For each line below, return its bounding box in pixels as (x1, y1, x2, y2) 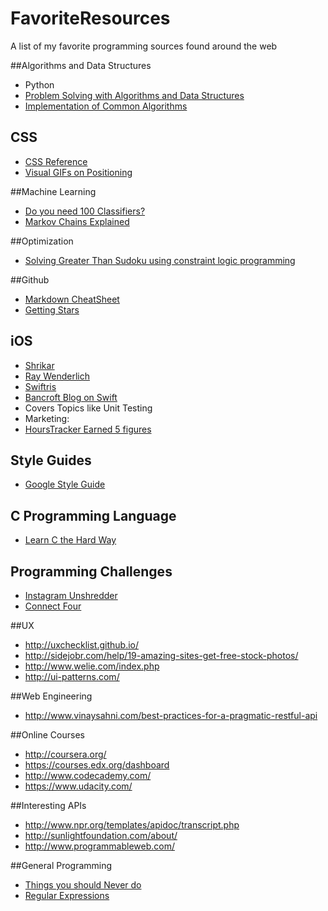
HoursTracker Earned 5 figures (24, 423, 152, 435)
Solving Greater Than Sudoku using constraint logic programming (24, 254, 296, 266)
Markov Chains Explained (24, 215, 130, 227)
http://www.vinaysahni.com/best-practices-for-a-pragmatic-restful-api (24, 710, 318, 721)
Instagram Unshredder (24, 590, 118, 601)
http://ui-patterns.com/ (24, 671, 120, 682)
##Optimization (10, 235, 74, 247)
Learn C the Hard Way (24, 534, 117, 546)
